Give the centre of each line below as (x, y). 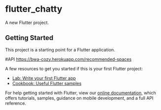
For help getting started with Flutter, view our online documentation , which (81, 93)
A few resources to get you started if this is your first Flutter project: (74, 68)
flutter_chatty (34, 9)
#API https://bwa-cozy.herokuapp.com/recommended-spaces (68, 59)
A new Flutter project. (27, 22)
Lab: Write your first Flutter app (44, 78)
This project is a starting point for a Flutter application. (60, 49)
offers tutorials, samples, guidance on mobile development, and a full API (79, 98)
